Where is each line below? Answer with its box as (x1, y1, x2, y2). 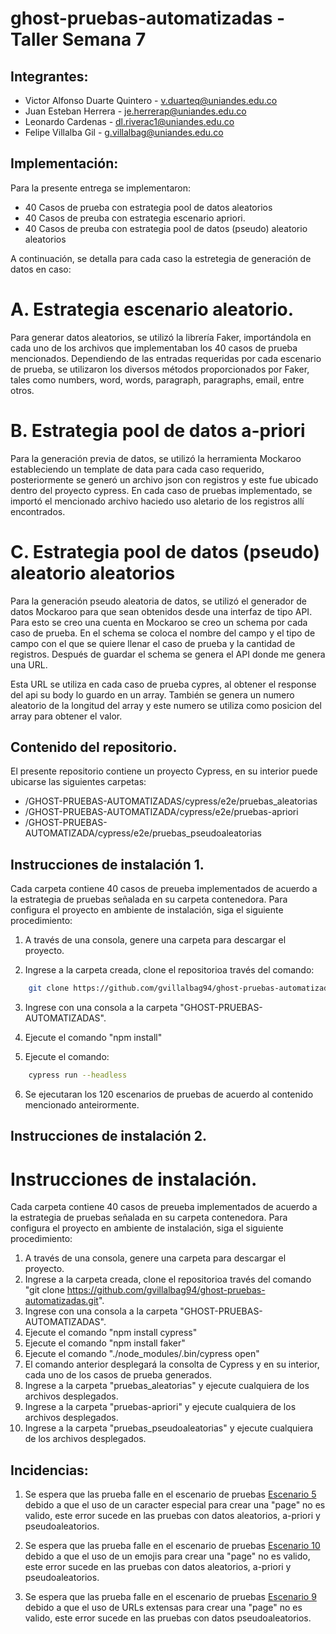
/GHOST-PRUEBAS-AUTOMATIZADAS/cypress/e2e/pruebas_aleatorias (24, 795, 318, 807)
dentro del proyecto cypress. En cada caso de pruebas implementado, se (10, 484, 313, 496)
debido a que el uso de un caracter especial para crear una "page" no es (24, 1499, 326, 1511)
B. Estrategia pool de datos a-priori (10, 419, 306, 442)
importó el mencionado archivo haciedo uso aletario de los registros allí (10, 495, 305, 507)
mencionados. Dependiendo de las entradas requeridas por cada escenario (10, 352, 322, 364)
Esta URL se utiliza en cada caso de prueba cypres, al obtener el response (10, 678, 317, 690)
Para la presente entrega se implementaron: (10, 182, 192, 194)
